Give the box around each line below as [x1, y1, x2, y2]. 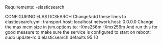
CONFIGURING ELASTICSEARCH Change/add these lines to [5, 14, 126, 19]
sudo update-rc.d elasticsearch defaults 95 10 [5, 34, 98, 40]
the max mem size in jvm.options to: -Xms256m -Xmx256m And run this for [5, 24, 158, 30]
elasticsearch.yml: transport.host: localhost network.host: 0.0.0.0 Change [5, 19, 154, 24]
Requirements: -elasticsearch [5, 4, 65, 10]
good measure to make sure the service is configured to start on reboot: [5, 29, 151, 35]
